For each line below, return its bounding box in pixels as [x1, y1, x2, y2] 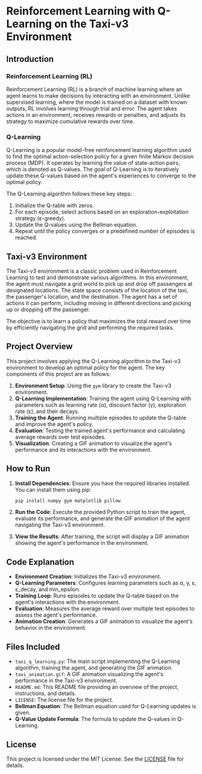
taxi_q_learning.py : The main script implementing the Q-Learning [14, 658, 180, 665]
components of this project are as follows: [6, 370, 111, 378]
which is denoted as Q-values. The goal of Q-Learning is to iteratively [6, 166, 179, 173]
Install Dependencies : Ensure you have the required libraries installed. [14, 480, 191, 487]
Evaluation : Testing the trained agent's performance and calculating [14, 427, 185, 434]
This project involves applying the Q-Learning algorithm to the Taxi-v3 [6, 357, 181, 364]
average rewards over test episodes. [14, 433, 106, 440]
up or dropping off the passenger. [6, 306, 90, 313]
